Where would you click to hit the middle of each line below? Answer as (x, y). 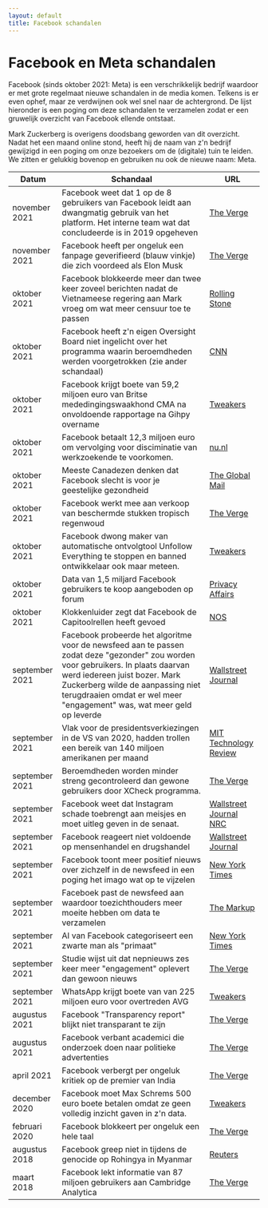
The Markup (232, 908)
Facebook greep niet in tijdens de (124, 1150)
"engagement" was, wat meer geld (127, 705)
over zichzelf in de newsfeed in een (128, 870)
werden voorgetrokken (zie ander (124, 362)
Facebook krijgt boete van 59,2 (120, 384)
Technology (231, 743)
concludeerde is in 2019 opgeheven (130, 232)
